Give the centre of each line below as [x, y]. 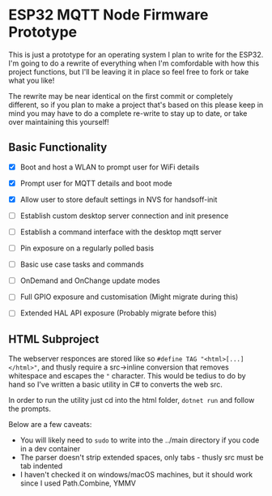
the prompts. [30, 409]
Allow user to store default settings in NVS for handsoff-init [119, 199]
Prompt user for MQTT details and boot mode [96, 183]
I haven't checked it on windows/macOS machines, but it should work [136, 475]
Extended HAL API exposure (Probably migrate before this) [118, 313]
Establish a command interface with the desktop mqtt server [121, 232]
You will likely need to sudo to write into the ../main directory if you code [140, 440]
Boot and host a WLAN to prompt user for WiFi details [110, 167]
